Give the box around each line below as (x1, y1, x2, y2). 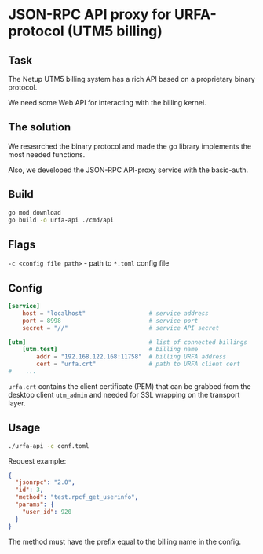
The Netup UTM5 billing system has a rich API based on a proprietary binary (8, 75, 255, 83)
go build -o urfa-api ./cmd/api (8, 216, 114, 224)
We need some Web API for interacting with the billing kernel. (8, 98, 206, 107)
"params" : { (15, 501, 55, 508)
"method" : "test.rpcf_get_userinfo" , (15, 493, 139, 501)
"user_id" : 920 (22, 508, 72, 515)
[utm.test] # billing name (22, 346, 199, 354)
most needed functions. (8, 149, 86, 159)
